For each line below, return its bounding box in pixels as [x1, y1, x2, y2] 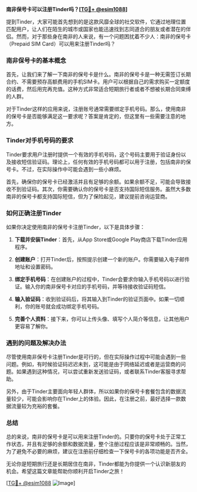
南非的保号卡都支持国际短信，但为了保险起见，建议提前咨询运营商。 [6, 192, 171, 200]
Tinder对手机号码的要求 [6, 137, 74, 145]
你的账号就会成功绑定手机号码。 [25, 302, 103, 310]
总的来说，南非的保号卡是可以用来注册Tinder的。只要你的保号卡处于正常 [6, 433, 181, 440]
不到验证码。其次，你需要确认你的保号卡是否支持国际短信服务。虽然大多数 [11, 185, 191, 192]
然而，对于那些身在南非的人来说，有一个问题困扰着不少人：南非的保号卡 [16, 33, 191, 40]
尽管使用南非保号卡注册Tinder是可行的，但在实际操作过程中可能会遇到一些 [6, 353, 186, 361]
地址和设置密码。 [14, 263, 56, 270]
